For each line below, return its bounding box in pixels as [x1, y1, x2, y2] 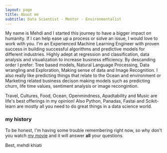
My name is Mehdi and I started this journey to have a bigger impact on [5, 30, 152, 36]
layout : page [5, 7, 32, 12]
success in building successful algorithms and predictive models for [5, 46, 145, 52]
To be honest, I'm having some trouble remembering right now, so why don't [5, 127, 162, 133]
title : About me [5, 12, 39, 17]
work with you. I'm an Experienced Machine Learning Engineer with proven [5, 41, 160, 47]
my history [5, 116, 32, 123]
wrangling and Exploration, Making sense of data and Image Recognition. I [5, 67, 158, 73]
